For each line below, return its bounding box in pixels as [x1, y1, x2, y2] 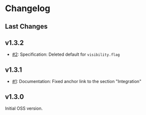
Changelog [5, 3, 50, 14]
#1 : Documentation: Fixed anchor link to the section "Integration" [12, 79, 142, 84]
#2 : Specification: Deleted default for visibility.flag [12, 51, 120, 57]
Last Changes [5, 22, 48, 31]
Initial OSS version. [5, 105, 43, 112]
